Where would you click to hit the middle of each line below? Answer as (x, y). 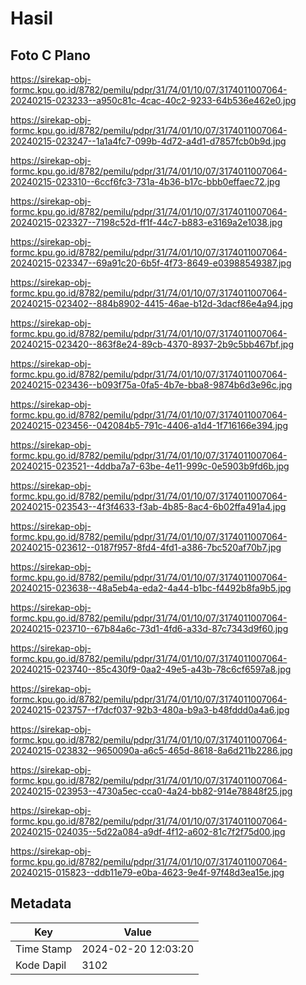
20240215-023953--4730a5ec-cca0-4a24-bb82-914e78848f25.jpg (151, 791)
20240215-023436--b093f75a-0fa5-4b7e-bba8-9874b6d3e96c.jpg (151, 385)
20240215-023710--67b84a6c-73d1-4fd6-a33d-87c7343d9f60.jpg (149, 628)
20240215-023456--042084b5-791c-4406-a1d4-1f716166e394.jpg (149, 425)
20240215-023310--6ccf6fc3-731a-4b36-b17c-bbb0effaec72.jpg (145, 181)
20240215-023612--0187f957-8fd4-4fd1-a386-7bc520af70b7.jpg (146, 547)
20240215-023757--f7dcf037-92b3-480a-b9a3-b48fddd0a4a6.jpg (150, 710)
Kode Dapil (41, 965)
